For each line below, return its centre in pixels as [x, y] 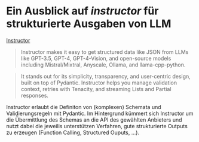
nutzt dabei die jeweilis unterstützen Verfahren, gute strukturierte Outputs [97, 126]
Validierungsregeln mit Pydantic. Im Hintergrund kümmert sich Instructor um [100, 113]
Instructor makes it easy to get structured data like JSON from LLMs [105, 52]
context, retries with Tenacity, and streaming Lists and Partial [96, 89]
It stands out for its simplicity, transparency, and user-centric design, [106, 76]
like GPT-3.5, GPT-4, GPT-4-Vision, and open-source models [96, 58]
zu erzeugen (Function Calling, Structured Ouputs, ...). [73, 132]
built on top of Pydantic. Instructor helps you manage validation [99, 83]
